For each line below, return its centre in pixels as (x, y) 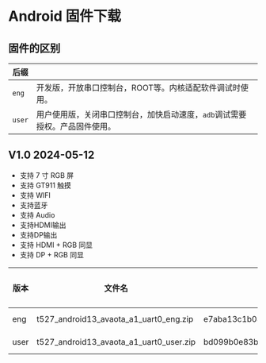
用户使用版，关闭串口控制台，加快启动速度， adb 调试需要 (141, 114)
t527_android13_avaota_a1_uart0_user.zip (116, 342)
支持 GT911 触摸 (45, 185)
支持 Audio (37, 214)
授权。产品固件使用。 (76, 126)
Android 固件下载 (65, 16)
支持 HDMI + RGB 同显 (56, 245)
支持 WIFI (35, 195)
